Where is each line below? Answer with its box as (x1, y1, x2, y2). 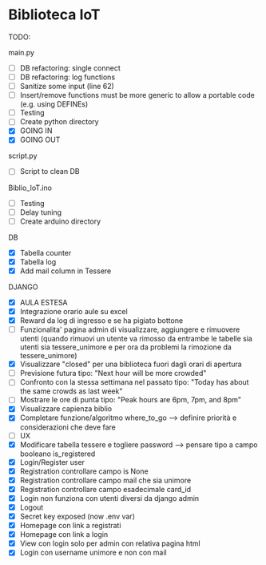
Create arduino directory (19, 216, 101, 226)
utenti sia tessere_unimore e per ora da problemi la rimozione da (19, 342, 232, 352)
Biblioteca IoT (8, 6, 101, 24)
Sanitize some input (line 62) (19, 82, 114, 91)
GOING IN (19, 126, 53, 135)
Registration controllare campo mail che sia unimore (19, 475, 192, 485)
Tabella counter (19, 248, 72, 257)
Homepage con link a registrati (19, 521, 121, 531)
